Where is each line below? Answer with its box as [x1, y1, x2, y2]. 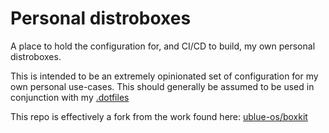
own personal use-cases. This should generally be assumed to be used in [10, 80, 315, 92]
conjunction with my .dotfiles [10, 91, 130, 103]
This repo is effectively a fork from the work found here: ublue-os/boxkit [10, 110, 308, 122]
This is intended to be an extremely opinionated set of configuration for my [10, 70, 319, 82]
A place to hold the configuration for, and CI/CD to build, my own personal [10, 40, 316, 52]
